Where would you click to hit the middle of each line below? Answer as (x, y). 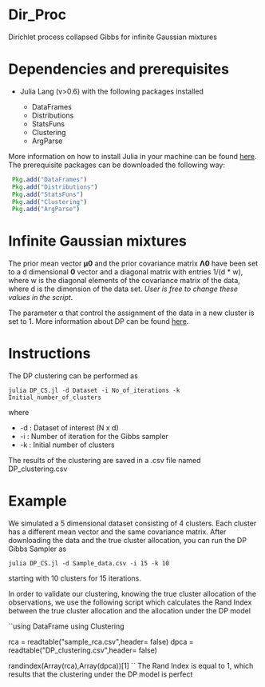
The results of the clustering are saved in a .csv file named (105, 461)
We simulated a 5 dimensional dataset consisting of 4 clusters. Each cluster (132, 523)
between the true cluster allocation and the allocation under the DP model (130, 611)
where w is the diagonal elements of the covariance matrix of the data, (125, 281)
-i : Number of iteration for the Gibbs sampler (94, 437)
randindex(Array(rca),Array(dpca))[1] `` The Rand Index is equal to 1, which (131, 666)
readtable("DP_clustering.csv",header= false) (83, 650)
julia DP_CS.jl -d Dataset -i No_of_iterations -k (94, 391)
